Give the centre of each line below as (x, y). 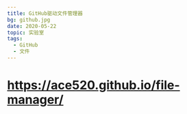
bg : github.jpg (29, 20)
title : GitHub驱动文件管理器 (45, 13)
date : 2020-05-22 (32, 26)
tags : (15, 39)
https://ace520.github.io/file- (93, 85)
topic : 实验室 (26, 32)
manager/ (35, 100)
